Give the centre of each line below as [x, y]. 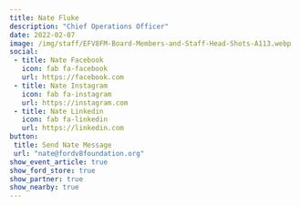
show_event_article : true [58, 162]
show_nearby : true [44, 188]
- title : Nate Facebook [58, 60]
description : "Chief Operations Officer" [89, 26]
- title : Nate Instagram [60, 86]
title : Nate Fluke [44, 18]
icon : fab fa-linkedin [64, 119]
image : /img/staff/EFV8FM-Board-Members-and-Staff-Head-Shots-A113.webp [150, 43]
